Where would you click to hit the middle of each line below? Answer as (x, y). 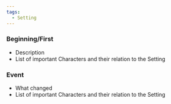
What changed (34, 88)
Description (30, 52)
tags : (13, 12)
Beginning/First (30, 39)
